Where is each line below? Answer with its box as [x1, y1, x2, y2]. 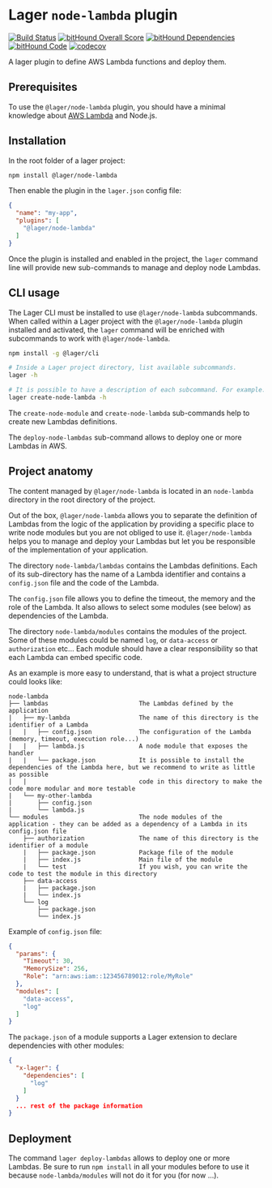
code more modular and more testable [8, 784, 136, 792]
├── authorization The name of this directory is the [23, 834, 259, 843]
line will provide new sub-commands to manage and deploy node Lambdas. [8, 262, 261, 272]
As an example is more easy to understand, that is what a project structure [8, 667, 257, 678]
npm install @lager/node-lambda [8, 171, 117, 179]
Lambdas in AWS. [8, 440, 67, 451]
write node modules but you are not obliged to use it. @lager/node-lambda [8, 527, 253, 537]
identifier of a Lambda [8, 720, 89, 729]
